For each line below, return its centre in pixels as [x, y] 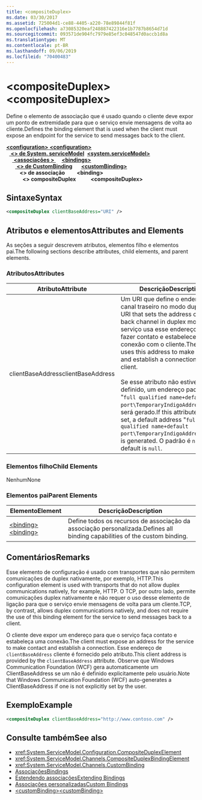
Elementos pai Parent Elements [52, 495]
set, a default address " [153, 420]
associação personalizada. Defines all [121, 528]
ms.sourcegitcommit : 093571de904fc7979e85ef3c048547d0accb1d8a [87, 34]
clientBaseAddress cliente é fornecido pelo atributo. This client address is [96, 654]
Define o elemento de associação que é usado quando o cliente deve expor [100, 116]
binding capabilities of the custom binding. [128, 536]
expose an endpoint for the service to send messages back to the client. [96, 135]
